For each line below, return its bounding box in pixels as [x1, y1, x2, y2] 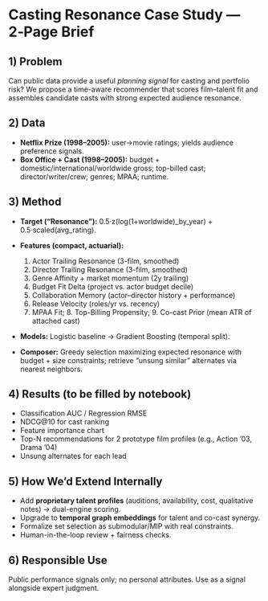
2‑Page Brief [8, 22, 95, 41]
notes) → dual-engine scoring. [19, 505, 121, 514]
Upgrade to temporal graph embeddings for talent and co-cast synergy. [19, 513, 261, 523]
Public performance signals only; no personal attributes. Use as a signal [8, 574, 246, 584]
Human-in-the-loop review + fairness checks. [19, 530, 172, 540]
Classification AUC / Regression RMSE [19, 408, 148, 419]
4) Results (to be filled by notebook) [8, 387, 192, 401]
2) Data [8, 117, 46, 130]
